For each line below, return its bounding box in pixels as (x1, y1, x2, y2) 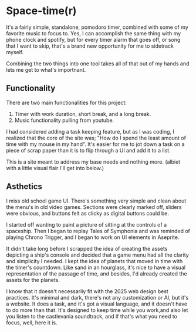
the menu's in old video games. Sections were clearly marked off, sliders (6, 203, 182, 210)
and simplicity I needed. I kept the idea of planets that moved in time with (6, 257, 183, 264)
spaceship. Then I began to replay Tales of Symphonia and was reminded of (6, 227, 191, 234)
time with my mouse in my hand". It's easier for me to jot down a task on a (6, 140, 185, 148)
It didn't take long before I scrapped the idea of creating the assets (6, 245, 168, 252)
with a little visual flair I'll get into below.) (6, 164, 104, 171)
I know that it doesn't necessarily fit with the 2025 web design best (6, 287, 168, 295)
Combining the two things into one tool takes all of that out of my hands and (6, 60, 190, 67)
